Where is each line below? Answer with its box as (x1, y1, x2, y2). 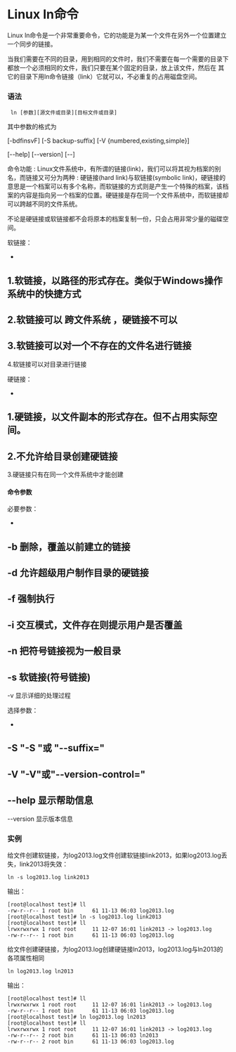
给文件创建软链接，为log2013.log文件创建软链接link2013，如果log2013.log (7, 851, 221, 859)
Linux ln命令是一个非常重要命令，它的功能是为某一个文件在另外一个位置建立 (7, 31, 227, 39)
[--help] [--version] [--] (7, 150, 75, 159)
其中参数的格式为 (7, 122, 57, 131)
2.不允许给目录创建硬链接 (7, 450, 118, 462)
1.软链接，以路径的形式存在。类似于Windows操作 (7, 275, 223, 287)
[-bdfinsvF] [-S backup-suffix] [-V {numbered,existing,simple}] (7, 136, 190, 145)
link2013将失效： (19, 859, 69, 868)
